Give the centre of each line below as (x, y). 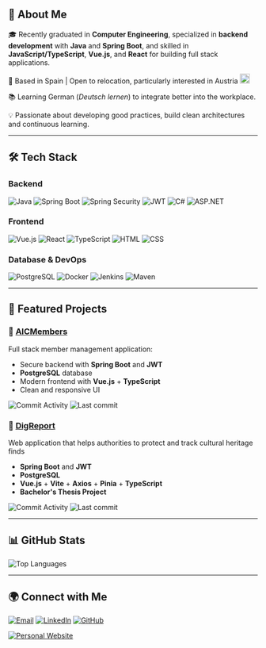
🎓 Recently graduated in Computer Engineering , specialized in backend (128, 34)
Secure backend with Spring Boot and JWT (91, 364)
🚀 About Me (38, 15)
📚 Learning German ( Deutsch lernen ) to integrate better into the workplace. (132, 97)
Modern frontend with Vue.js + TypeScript (90, 381)
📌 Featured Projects (58, 309)
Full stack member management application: (80, 349)
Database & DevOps (47, 259)
